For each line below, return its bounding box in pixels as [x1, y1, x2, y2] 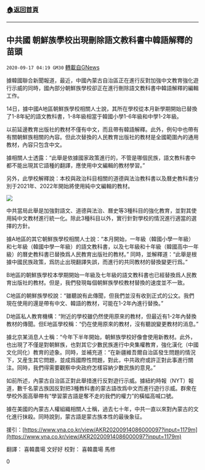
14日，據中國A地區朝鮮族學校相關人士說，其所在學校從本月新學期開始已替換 [6, 105, 198, 113]
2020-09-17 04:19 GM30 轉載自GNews [6, 64, 100, 71]
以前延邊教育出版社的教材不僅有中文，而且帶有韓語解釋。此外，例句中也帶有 [6, 126, 199, 133]
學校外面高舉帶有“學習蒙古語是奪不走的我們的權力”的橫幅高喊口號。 [6, 392, 177, 400]
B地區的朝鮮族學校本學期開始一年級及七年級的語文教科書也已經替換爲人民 [6, 271, 192, 279]
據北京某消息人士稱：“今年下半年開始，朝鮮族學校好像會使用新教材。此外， [6, 333, 196, 341]
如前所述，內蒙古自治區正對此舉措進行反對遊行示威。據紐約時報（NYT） [6, 377, 189, 384]
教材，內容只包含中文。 [6, 141, 65, 148]
